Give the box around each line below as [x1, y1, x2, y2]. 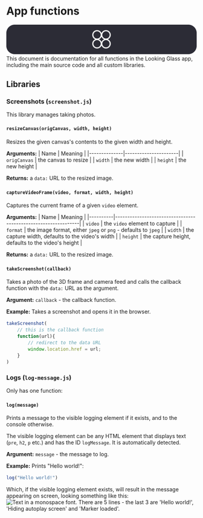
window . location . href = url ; [28, 346, 101, 352]
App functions [6, 4, 80, 18]
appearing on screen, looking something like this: [6, 492, 129, 499]
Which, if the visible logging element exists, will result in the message [6, 485, 179, 493]
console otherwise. [6, 421, 54, 428]
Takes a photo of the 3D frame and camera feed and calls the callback [6, 278, 181, 286]
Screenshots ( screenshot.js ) [6, 97, 92, 105]
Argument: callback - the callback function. [6, 297, 117, 304]
